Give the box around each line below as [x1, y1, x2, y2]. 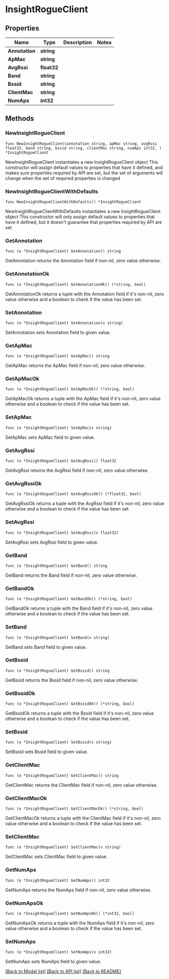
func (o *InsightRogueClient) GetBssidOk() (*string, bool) [5, 701, 135, 706]
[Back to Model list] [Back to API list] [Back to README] [5, 968, 121, 974]
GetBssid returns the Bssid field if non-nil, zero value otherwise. [5, 677, 139, 683]
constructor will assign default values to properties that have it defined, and [5, 164, 163, 170]
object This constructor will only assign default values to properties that [5, 214, 155, 220]
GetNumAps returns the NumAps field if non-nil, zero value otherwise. [5, 886, 152, 893]
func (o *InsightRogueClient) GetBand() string [5, 563, 108, 568]
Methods [5, 114, 34, 123]
